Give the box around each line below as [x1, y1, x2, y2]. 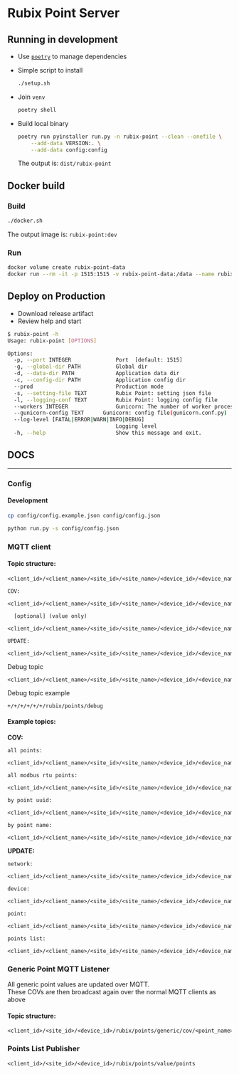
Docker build [7, 179, 65, 191]
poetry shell [17, 106, 57, 113]
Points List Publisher [7, 1044, 80, 1054]
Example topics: [7, 717, 56, 726]
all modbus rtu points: [7, 772, 78, 779]
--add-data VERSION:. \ [31, 139, 101, 147]
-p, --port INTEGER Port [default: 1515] [14, 357, 183, 364]
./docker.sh [7, 217, 43, 225]
